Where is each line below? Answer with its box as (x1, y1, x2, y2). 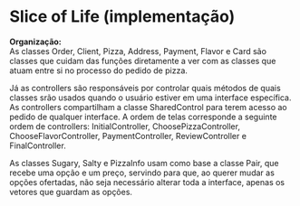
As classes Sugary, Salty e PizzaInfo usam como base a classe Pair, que (9, 157, 279, 168)
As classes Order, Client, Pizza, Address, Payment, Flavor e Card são (9, 45, 267, 56)
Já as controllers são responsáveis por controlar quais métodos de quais (9, 82, 281, 93)
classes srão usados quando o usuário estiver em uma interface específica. (9, 92, 292, 103)
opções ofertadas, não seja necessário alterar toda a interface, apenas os (9, 176, 285, 187)
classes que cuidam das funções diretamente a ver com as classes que (9, 55, 276, 66)
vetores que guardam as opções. (9, 186, 133, 197)
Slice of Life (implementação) (9, 6, 236, 27)
